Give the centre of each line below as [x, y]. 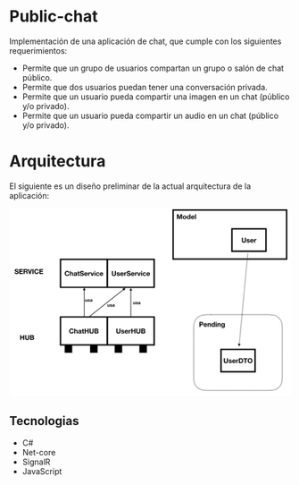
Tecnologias [44, 421]
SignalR [36, 462]
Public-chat [54, 17]
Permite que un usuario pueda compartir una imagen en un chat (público [156, 97]
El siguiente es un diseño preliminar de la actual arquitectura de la [130, 186]
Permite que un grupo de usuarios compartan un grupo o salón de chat [153, 68]
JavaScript [42, 471]
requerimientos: [38, 50]
